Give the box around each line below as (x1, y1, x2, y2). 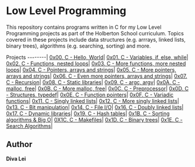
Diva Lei (6, 155, 26, 162)
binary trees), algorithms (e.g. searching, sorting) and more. (6, 42, 151, 49)
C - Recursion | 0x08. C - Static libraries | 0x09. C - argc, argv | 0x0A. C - (6, 78, 180, 86)
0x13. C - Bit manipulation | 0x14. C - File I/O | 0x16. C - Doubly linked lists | (6, 103, 184, 111)
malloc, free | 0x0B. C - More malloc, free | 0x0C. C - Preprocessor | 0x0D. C (6, 85, 189, 92)
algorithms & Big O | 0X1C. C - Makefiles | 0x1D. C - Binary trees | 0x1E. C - (6, 116, 183, 123)
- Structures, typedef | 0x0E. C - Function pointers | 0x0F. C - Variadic (6, 91, 174, 98)
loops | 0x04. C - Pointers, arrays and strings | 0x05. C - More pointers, (6, 66, 176, 73)
